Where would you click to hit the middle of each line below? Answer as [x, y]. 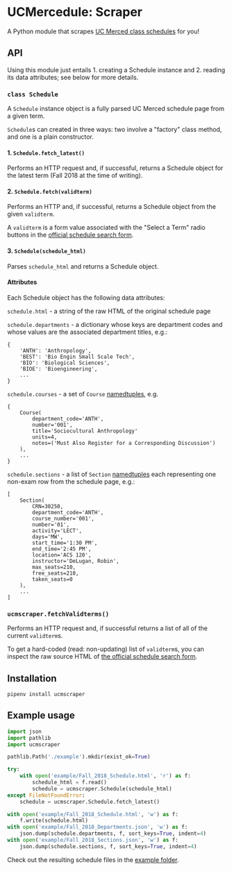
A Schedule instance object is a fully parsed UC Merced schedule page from [116, 109]
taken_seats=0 [52, 579]
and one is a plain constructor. [50, 137]
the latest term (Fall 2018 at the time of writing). [75, 176]
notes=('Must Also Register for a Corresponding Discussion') [124, 443]
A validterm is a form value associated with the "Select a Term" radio [107, 228]
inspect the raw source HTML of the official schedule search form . [102, 657]
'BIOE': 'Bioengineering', [59, 369]
